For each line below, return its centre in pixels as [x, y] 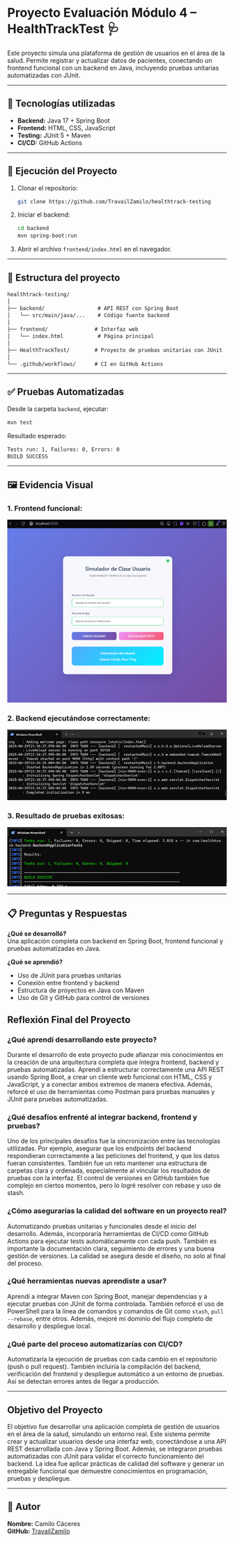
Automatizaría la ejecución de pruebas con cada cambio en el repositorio [112, 1359]
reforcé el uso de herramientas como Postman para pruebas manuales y [111, 1091]
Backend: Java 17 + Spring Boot [63, 121]
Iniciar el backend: [44, 215]
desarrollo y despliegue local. [49, 1326]
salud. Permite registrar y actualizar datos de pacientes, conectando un [110, 60]
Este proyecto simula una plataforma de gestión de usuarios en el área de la [116, 53]
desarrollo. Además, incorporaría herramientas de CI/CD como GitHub [108, 1233]
